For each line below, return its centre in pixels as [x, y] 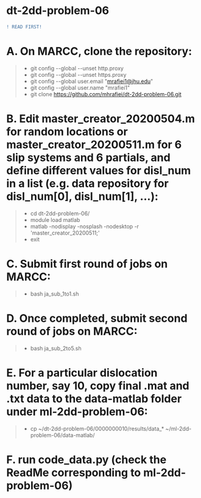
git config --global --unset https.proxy [78, 74]
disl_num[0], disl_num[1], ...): [82, 196]
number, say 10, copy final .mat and [98, 386]
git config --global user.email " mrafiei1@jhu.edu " [92, 81]
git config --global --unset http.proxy [77, 68]
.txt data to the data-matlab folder [94, 398]
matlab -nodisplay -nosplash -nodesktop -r [84, 226]
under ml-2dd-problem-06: [77, 411]
